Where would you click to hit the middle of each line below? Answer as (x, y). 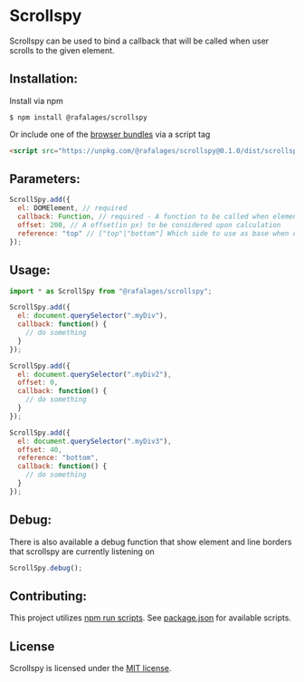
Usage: (30, 270)
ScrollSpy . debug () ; (46, 568)
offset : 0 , (38, 383)
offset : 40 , (40, 449)
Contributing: (48, 596)
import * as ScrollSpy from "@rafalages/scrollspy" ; (111, 291)
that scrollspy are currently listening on (82, 551)
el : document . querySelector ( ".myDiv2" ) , (95, 374)
